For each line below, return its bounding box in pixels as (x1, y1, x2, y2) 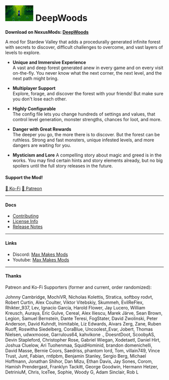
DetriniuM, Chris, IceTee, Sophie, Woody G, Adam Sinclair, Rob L (5, 369, 139, 375)
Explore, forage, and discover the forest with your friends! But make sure (12, 90, 163, 96)
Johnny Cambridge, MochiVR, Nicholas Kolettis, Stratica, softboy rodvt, (5, 294, 153, 300)
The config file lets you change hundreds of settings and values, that (12, 111, 155, 117)
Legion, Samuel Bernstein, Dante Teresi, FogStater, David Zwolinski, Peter (5, 315, 158, 321)
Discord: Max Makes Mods (12, 251, 68, 257)
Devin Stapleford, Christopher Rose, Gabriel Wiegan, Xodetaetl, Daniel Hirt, (5, 337, 161, 343)
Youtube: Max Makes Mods (12, 256, 69, 262)
